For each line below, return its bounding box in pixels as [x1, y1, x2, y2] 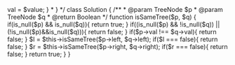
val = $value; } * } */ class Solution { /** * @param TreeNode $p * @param [7, 6, 223, 13]
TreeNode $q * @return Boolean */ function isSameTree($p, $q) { [7, 13, 196, 21]
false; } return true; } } [7, 50, 71, 58]
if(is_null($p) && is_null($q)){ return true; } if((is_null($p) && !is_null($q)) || [7, 20, 220, 29]
